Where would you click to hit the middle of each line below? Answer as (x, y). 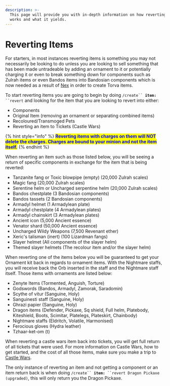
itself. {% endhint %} (27, 147)
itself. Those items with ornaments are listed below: (59, 274)
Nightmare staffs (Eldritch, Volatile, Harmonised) (63, 321)
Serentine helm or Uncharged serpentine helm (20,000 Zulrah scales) (85, 188)
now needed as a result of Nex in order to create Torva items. (69, 85)
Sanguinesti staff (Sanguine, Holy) (48, 299)
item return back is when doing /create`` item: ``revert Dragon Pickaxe (82, 373)
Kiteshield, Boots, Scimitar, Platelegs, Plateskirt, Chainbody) (75, 316)
